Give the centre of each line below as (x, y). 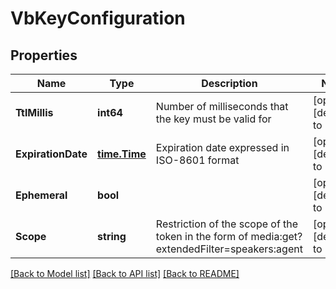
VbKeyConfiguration (98, 18)
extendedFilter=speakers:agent (229, 249)
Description (229, 83)
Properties (44, 55)
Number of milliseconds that (222, 106)
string (112, 236)
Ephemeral (41, 195)
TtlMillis (34, 112)
